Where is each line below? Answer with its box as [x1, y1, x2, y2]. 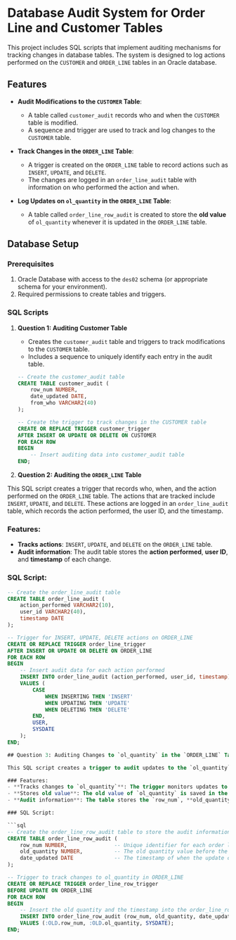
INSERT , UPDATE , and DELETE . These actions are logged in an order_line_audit [7, 500, 229, 508]
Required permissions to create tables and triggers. [17, 290, 166, 298]
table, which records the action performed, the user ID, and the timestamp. [7, 507, 223, 515]
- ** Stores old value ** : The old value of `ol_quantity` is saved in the [7, 790, 228, 797]
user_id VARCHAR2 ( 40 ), [20, 609, 86, 616]
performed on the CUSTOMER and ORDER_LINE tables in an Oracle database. [7, 58, 217, 66]
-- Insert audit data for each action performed [20, 667, 165, 674]
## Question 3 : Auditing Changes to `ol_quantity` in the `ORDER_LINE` [7, 751, 221, 758]
